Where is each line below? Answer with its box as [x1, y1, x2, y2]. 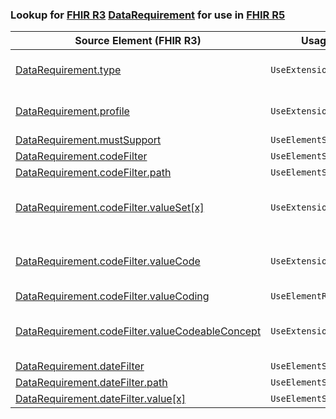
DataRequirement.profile [15, 104, 130, 118]
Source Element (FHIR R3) [74, 34, 202, 48]
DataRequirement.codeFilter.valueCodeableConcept [15, 324, 262, 338]
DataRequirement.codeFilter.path [15, 166, 172, 180]
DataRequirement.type [15, 63, 122, 77]
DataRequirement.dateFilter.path [15, 376, 168, 390]
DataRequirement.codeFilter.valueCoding [15, 289, 210, 303]
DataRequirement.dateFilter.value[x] [15, 392, 186, 406]
